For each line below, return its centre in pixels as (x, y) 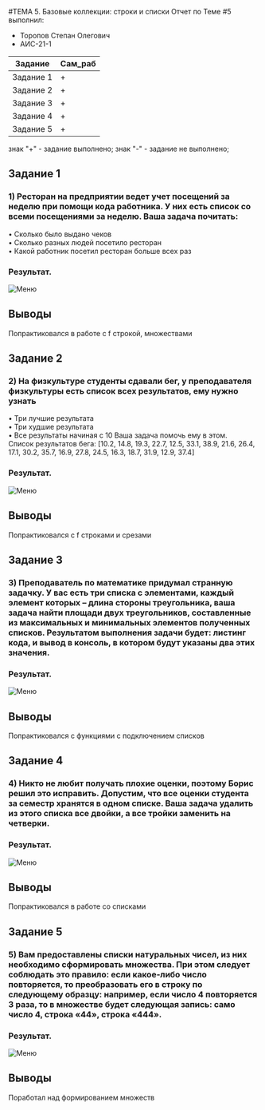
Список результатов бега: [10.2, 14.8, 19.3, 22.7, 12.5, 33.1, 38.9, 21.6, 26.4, (132, 444)
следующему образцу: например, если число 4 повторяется (133, 994)
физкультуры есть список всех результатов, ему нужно (123, 391)
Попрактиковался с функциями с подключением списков (106, 736)
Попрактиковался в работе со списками (77, 906)
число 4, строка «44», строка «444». (85, 1014)
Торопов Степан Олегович (64, 36)
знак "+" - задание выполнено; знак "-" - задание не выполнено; (119, 149)
